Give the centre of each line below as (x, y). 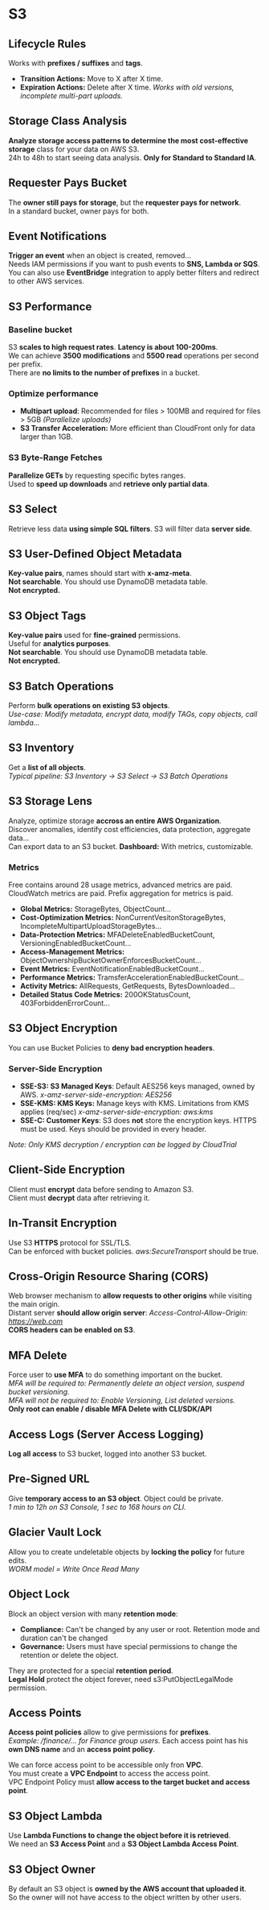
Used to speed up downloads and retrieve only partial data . (109, 483)
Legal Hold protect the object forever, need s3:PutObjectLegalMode (121, 1679)
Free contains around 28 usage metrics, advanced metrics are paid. (120, 885)
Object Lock (39, 1595)
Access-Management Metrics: (72, 951)
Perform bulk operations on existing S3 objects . (89, 705)
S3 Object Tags (47, 616)
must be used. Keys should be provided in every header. (113, 1129)
